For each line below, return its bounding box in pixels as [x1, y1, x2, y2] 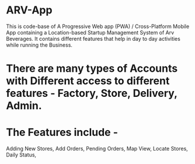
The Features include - [6, 126, 119, 139]
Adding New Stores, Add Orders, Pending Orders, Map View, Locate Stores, [6, 145, 188, 152]
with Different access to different [6, 74, 170, 88]
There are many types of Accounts [6, 62, 178, 75]
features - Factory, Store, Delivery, [6, 87, 177, 100]
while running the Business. [6, 41, 73, 48]
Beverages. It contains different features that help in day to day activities [6, 35, 181, 42]
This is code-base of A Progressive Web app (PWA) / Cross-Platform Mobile [6, 23, 190, 30]
